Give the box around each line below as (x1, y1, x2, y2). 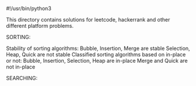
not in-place (6, 63, 36, 70)
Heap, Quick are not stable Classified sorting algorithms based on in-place (6, 51, 186, 58)
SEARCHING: (6, 75, 38, 81)
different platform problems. (6, 23, 74, 29)
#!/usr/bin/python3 (6, 5, 51, 12)
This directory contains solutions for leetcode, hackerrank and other (6, 16, 171, 23)
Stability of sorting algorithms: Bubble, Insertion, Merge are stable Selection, (6, 45, 190, 52)
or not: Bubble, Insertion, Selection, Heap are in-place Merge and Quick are (6, 58, 188, 64)
